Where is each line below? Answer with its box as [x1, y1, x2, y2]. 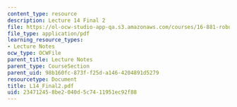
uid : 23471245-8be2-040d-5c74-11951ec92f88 [7, 89, 138, 96]
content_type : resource [7, 10, 78, 18]
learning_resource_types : [7, 37, 83, 44]
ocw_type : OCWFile [7, 50, 61, 57]
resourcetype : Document [7, 75, 78, 83]
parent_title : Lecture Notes [7, 56, 93, 63]
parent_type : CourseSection [7, 63, 90, 70]
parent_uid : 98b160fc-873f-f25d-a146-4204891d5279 [7, 69, 159, 76]
